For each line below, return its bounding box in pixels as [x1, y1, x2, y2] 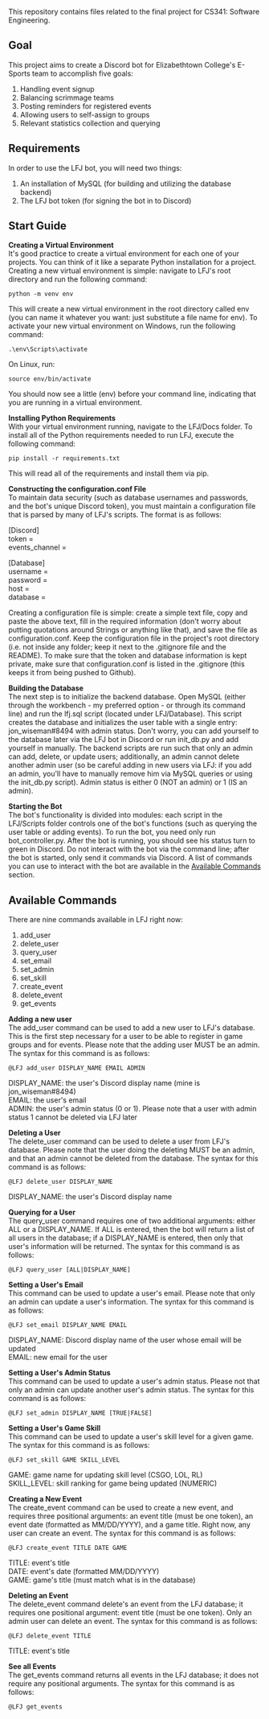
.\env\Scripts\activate [8, 345, 88, 353]
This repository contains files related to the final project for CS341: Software [8, 7, 260, 16]
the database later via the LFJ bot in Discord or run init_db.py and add [8, 735, 239, 744]
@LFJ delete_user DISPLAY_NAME [8, 1178, 113, 1186]
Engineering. [8, 15, 51, 25]
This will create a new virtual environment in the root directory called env [8, 304, 250, 314]
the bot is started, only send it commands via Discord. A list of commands [8, 853, 253, 863]
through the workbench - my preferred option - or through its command [8, 700, 247, 711]
